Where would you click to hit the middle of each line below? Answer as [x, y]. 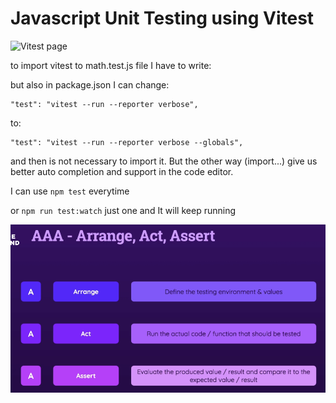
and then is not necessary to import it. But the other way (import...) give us [164, 161]
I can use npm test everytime [70, 191]
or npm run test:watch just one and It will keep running [123, 210]
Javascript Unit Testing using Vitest [162, 18]
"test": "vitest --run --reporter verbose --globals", [127, 142]
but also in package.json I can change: [90, 84]
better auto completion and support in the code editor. [122, 171]
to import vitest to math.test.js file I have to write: [111, 65]
